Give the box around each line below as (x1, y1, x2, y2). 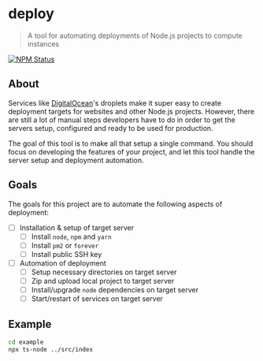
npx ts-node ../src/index (8, 345, 93, 353)
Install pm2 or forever (31, 240, 99, 250)
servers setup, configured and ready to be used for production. (8, 123, 214, 132)
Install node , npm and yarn (31, 232, 112, 241)
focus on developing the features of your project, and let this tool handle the (8, 147, 255, 156)
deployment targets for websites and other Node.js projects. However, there (8, 106, 255, 116)
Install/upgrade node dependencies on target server (31, 285, 199, 294)
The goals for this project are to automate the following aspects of (8, 199, 223, 209)
